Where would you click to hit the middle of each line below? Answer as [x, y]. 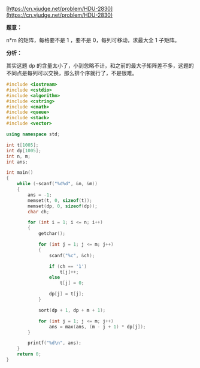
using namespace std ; [33, 134]
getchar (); [52, 234]
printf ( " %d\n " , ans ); [55, 343]
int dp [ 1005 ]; [24, 150]
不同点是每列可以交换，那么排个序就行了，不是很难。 [72, 73]
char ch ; [39, 212]
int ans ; [17, 162]
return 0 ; [29, 354]
